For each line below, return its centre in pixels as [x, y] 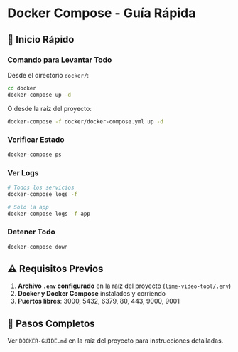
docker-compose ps [34, 155]
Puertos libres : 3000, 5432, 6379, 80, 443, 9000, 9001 [98, 301]
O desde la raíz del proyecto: [50, 108]
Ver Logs [23, 172]
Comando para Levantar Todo [60, 60]
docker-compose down [38, 247]
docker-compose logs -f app [49, 214]
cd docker [22, 88]
